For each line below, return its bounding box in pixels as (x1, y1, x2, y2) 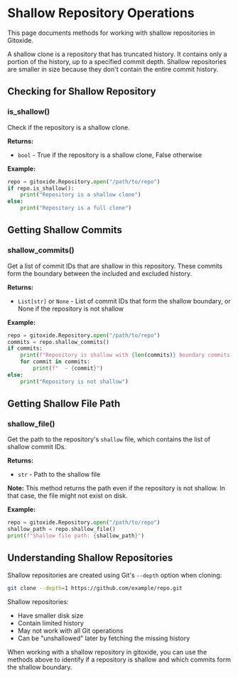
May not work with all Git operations (17, 626, 124, 635)
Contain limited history (17, 618, 84, 627)
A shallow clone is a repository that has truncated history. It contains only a (7, 50, 227, 58)
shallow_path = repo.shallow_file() (7, 526, 116, 533)
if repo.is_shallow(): (7, 185, 75, 192)
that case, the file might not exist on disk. (7, 492, 128, 500)
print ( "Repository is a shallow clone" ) (20, 191, 141, 198)
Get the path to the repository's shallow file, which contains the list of (7, 435, 211, 443)
